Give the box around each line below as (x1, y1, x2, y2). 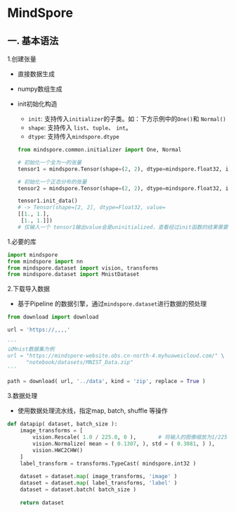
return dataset (20, 499, 65, 506)
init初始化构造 (17, 100, 58, 108)
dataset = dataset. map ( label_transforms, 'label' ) (20, 480, 178, 487)
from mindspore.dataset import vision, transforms (7, 264, 159, 272)
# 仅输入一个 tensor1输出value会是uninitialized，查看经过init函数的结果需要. (17, 223, 232, 230)
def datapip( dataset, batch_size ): (7, 420, 118, 427)
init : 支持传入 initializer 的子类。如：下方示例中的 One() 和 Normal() (27, 115, 226, 123)
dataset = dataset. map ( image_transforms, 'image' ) (20, 473, 178, 480)
